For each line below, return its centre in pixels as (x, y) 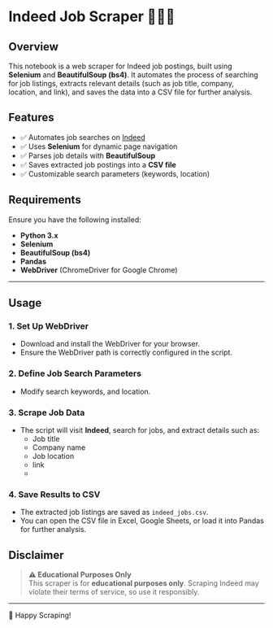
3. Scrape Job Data (47, 412)
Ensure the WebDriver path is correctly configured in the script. (126, 352)
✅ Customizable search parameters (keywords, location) (115, 173)
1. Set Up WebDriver (49, 326)
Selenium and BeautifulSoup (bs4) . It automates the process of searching (133, 75)
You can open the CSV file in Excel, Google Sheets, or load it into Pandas (142, 521)
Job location (53, 456)
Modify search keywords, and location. (85, 391)
